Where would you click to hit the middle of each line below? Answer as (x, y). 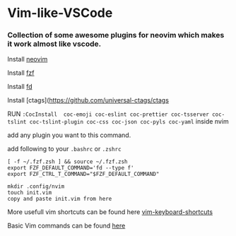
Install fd (20, 87)
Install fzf (21, 73)
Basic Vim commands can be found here (66, 226)
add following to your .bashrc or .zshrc (64, 149)
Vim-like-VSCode (60, 13)
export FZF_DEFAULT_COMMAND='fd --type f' (71, 168)
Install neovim (28, 59)
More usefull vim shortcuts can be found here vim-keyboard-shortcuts (110, 212)
